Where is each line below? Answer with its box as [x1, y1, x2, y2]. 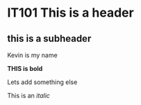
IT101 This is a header [7, 5, 134, 21]
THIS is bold [7, 65, 43, 72]
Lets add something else [7, 78, 78, 86]
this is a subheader [7, 33, 92, 45]
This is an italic [7, 92, 51, 99]
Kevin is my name [7, 51, 58, 59]
